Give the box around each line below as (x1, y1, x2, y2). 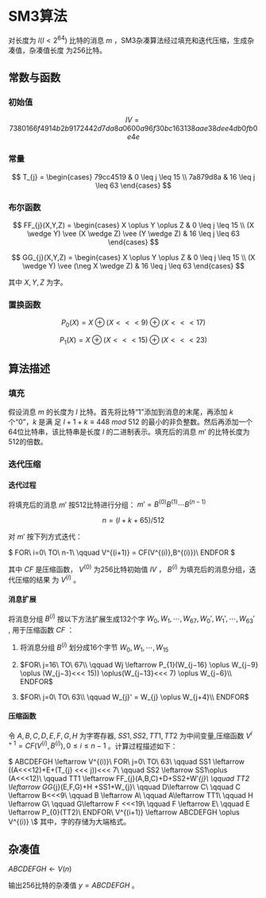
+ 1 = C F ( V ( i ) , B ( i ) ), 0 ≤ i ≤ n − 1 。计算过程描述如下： (8, 740, 178, 751)
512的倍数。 (8, 437, 48, 447)
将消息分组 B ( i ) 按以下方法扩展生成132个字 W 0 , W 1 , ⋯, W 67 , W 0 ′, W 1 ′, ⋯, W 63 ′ (8, 613, 256, 625)
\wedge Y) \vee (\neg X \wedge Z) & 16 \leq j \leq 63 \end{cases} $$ (22, 261, 245, 270)
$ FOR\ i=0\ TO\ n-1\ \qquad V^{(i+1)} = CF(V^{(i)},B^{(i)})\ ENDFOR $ (8, 548, 236, 557)
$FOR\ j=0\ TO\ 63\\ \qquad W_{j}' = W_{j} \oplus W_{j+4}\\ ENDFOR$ (19, 692, 249, 702)
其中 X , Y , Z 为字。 (8, 277, 67, 287)
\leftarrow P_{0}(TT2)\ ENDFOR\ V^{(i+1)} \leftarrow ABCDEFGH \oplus (8, 807, 240, 817)
